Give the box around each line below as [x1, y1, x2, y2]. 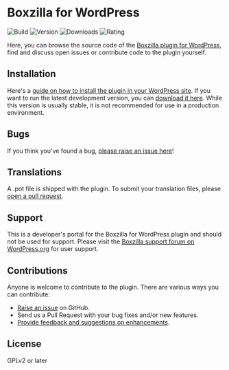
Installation [7, 68, 56, 80]
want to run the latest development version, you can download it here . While [7, 94, 223, 102]
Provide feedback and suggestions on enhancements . [16, 318, 170, 326]
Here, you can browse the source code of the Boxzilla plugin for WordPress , [7, 41, 221, 49]
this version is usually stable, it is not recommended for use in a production [7, 101, 219, 109]
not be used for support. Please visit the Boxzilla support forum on [7, 237, 195, 246]
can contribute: [7, 290, 50, 298]
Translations [7, 166, 62, 178]
